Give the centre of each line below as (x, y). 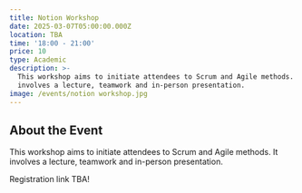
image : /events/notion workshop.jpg (78, 93)
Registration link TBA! (50, 179)
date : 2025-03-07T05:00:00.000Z (70, 26)
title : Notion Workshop (54, 18)
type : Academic (38, 60)
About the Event (56, 130)
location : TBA (36, 34)
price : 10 (28, 52)
